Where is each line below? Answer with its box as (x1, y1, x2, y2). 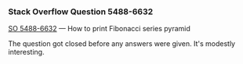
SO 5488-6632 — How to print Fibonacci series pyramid (8, 24, 190, 34)
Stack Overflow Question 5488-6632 (8, 6, 154, 17)
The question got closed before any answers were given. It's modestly (8, 39, 236, 48)
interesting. (8, 48, 45, 57)
